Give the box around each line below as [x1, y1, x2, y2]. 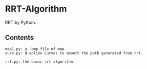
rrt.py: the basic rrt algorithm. [5, 59, 76, 64]
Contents [5, 34, 34, 42]
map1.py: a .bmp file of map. [5, 46, 67, 52]
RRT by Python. [5, 19, 37, 25]
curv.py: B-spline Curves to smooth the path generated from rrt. [5, 51, 143, 55]
